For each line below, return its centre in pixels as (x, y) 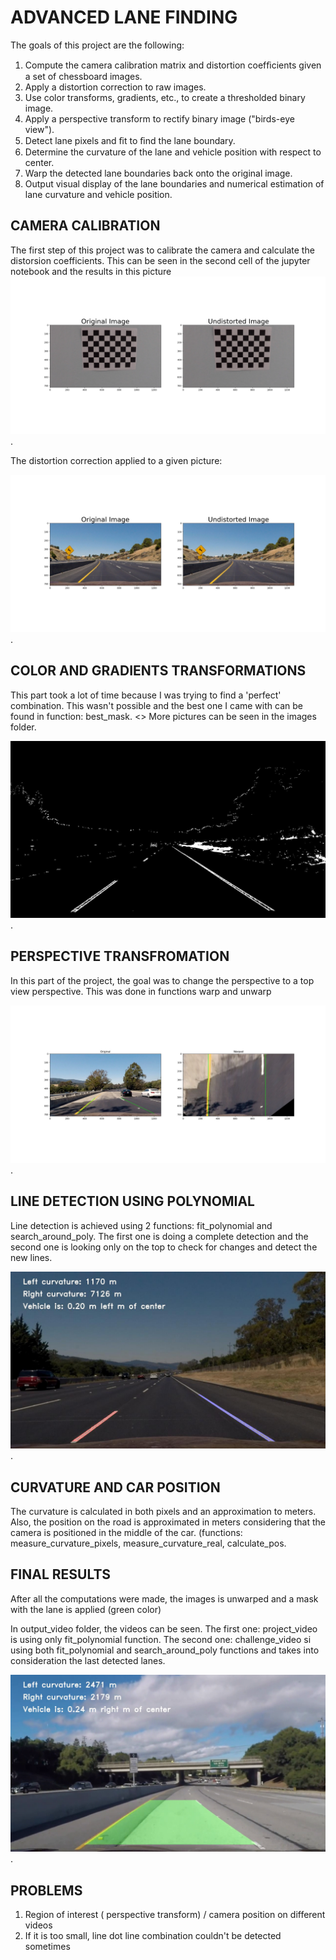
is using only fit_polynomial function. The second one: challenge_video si (161, 1639)
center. (39, 162)
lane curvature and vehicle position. (98, 194)
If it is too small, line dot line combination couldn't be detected (153, 1936)
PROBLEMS (46, 1890)
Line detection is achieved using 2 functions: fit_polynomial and (141, 1225)
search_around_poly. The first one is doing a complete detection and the (159, 1236)
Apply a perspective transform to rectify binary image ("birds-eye (159, 118)
